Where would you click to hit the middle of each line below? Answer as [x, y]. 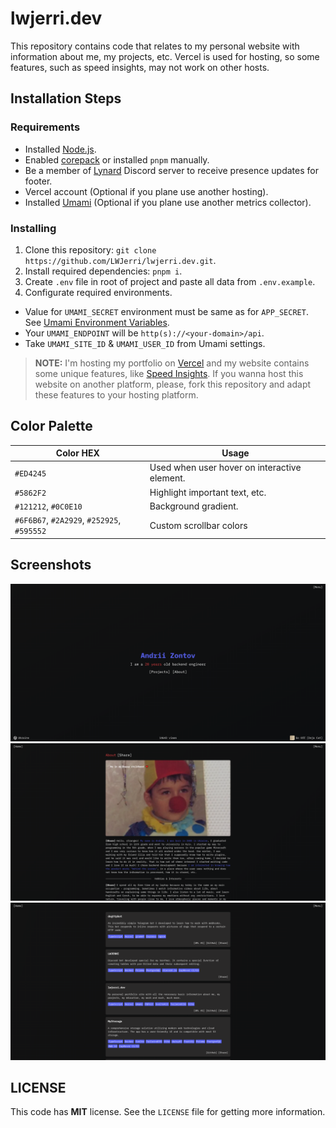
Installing [33, 228]
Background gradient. [194, 506]
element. [167, 478]
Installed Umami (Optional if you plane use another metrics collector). [168, 202]
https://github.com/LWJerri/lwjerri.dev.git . [120, 260]
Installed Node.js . [60, 149]
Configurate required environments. [98, 292]
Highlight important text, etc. [208, 492]
